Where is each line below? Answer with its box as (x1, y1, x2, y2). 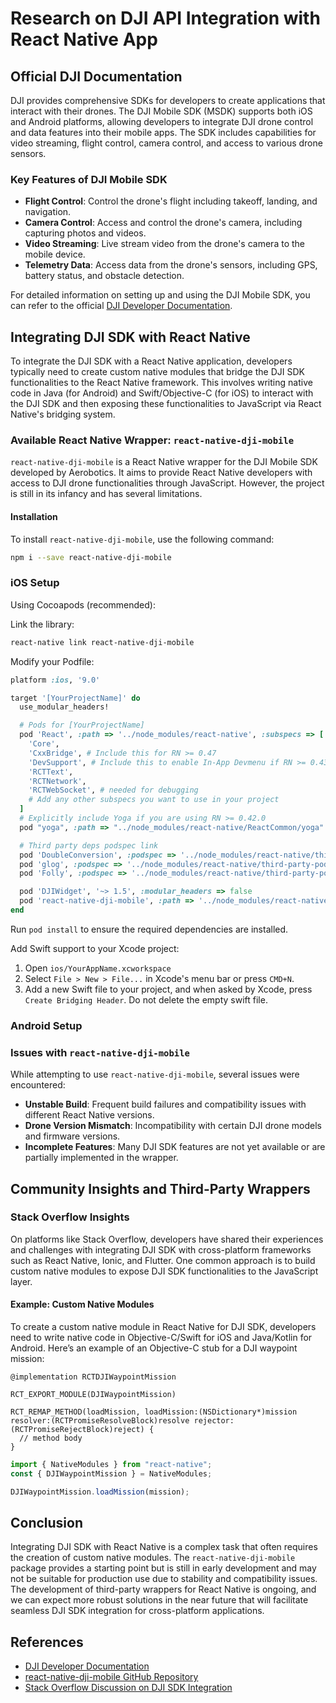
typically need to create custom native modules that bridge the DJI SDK (10, 366, 305, 378)
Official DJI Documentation (10, 68, 183, 85)
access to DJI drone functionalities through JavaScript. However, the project (10, 477, 325, 489)
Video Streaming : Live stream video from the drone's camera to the (24, 238, 305, 250)
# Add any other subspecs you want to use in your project (28, 795, 280, 805)
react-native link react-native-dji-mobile (10, 637, 195, 647)
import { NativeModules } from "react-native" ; (10, 1460, 213, 1470)
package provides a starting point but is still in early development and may (10, 1562, 317, 1574)
